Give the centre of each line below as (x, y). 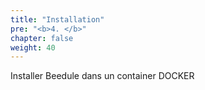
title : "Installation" (57, 19)
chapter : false (42, 38)
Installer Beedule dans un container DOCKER (102, 76)
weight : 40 (33, 47)
